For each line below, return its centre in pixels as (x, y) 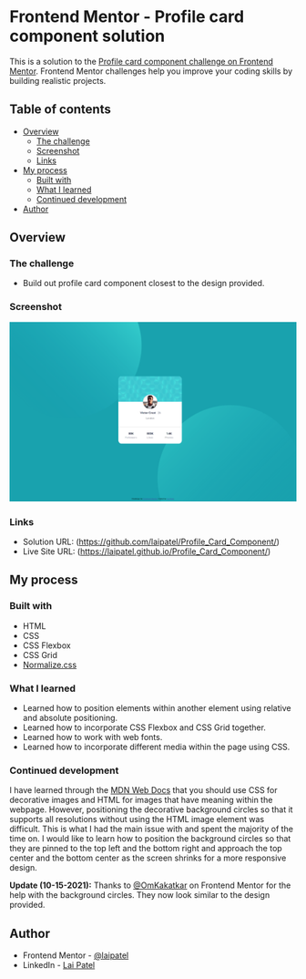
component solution (87, 36)
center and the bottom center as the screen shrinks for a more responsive (148, 858)
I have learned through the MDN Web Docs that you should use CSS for (143, 790)
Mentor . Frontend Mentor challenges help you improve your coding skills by (151, 71)
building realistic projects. (58, 80)
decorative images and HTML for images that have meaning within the (141, 800)
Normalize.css (50, 665)
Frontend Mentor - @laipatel (76, 955)
